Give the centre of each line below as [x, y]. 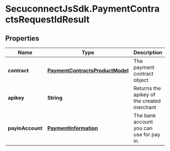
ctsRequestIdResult [48, 20]
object [141, 80]
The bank [145, 116]
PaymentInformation [73, 128]
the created [147, 101]
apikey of [144, 95]
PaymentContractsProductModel [88, 70]
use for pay [147, 135]
